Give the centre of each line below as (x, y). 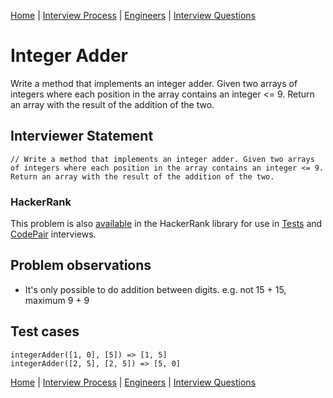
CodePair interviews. (53, 234)
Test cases (45, 331)
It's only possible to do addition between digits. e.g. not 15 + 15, (155, 289)
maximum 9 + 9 (57, 300)
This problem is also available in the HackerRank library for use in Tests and (166, 224)
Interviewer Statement (82, 136)
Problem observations (81, 265)
